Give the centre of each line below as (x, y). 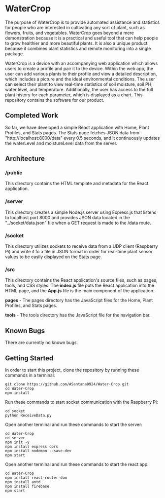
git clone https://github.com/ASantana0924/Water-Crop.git (67, 384)
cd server (15, 438)
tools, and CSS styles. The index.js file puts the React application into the (80, 286)
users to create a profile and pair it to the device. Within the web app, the (79, 68)
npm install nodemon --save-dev (38, 451)
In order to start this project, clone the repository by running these (72, 370)
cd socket (15, 411)
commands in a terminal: (30, 375)
